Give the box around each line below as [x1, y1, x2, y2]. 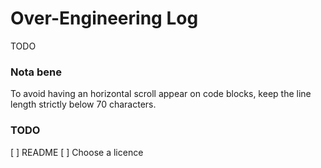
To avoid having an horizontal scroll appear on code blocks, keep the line [10, 88, 312, 100]
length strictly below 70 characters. [10, 98, 157, 111]
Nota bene [10, 65, 62, 79]
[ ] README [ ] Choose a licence [10, 146, 144, 158]
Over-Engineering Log [10, 7, 199, 30]
